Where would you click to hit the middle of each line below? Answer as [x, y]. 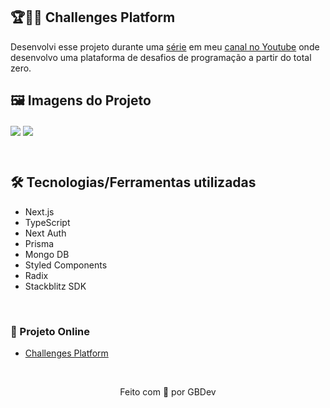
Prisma [39, 243]
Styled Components [66, 265]
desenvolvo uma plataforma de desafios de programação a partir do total [161, 57]
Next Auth [45, 233]
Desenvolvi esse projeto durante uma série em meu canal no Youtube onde [165, 46]
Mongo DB [47, 254]
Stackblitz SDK [55, 286]
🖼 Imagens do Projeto [81, 100]
